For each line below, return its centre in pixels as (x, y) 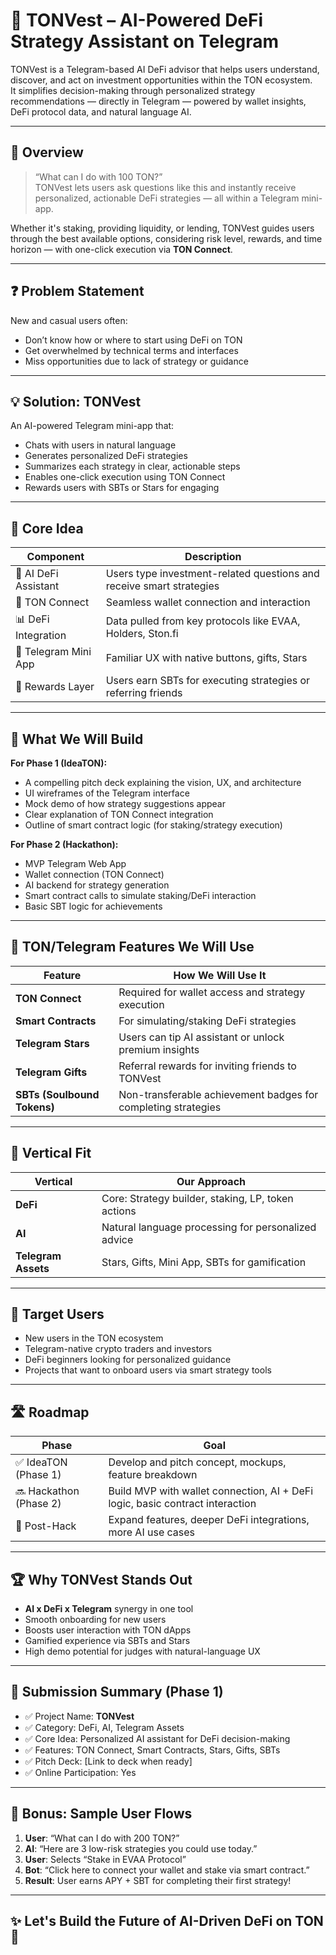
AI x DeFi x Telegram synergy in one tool (109, 1609)
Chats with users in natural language (100, 445)
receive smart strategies (162, 586)
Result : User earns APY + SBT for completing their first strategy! (158, 1880)
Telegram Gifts (51, 1072)
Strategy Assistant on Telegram (145, 41)
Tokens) (35, 1107)
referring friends (144, 693)
